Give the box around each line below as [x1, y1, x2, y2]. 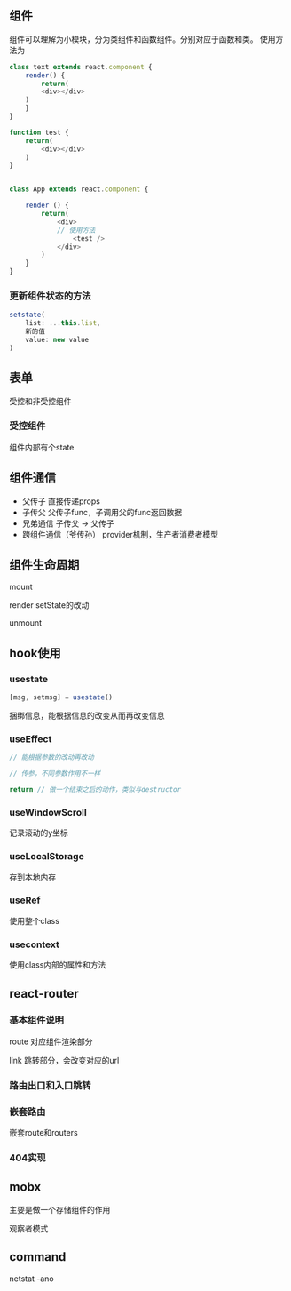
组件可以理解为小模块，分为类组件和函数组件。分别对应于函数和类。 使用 [9, 34, 276, 44]
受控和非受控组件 [9, 395, 72, 406]
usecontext [9, 938, 59, 951]
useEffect [9, 732, 52, 745]
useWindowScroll [9, 806, 87, 818]
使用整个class [9, 915, 60, 926]
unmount [9, 618, 43, 628]
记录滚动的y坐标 [9, 827, 68, 838]
